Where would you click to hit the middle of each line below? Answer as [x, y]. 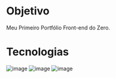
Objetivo [28, 11]
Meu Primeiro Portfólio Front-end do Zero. [58, 28]
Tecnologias [38, 52]
